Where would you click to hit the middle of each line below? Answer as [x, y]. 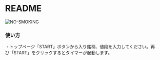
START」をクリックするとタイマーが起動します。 [63, 53]
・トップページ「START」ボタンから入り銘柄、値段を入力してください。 [78, 47]
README [23, 8]
